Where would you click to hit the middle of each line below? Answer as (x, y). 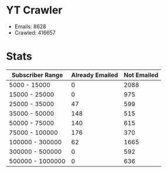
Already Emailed (95, 75)
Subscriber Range (37, 75)
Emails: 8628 (30, 26)
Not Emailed (141, 75)
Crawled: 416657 (35, 32)
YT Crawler (34, 10)
